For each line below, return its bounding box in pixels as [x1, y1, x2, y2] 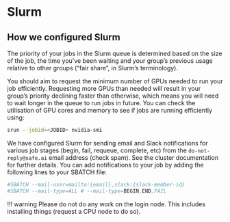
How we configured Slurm [7, 31, 121, 43]
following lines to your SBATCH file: [7, 168, 107, 176]
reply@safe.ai [7, 154, 48, 161]
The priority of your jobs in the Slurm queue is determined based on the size [7, 49, 222, 57]
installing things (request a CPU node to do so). [7, 207, 141, 215]
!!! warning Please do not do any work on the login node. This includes [7, 199, 206, 208]
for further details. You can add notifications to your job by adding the [7, 161, 204, 169]
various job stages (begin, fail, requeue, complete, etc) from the [7, 146, 187, 154]
